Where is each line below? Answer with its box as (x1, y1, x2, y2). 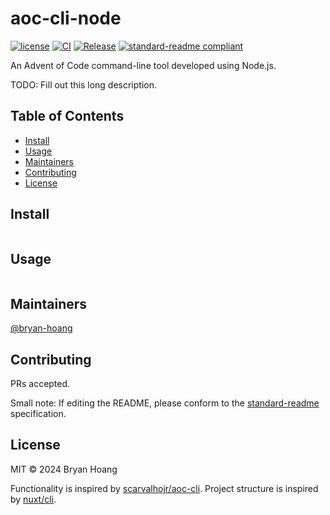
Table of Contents (10, 108, 125, 125)
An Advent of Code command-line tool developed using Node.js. (10, 59, 277, 71)
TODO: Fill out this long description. (10, 78, 157, 91)
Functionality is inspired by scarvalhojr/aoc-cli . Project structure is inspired (10, 482, 319, 494)
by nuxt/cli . (10, 493, 57, 505)
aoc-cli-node (10, 7, 122, 30)
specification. (10, 408, 67, 419)
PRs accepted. (10, 378, 71, 389)
